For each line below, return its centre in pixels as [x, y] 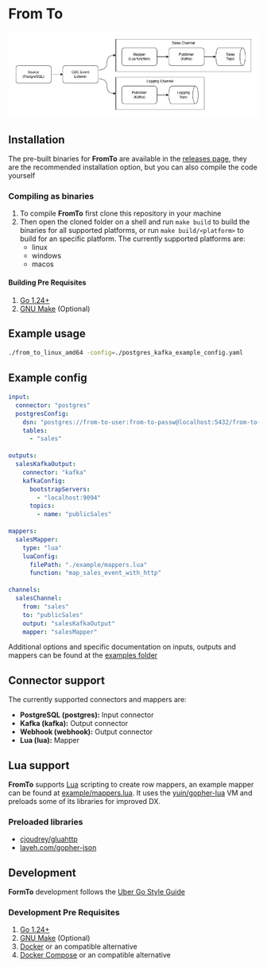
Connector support [57, 680]
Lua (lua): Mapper [50, 740]
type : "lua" [42, 548]
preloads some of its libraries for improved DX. [85, 802]
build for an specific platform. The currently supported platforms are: [133, 239]
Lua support [39, 765]
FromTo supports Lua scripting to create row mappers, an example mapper [131, 785]
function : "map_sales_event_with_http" [95, 573]
